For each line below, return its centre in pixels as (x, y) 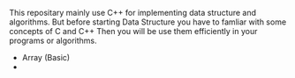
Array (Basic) (46, 57)
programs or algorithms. (53, 40)
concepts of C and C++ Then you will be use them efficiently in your (133, 31)
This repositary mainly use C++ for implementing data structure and (133, 13)
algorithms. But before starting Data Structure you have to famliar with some (148, 22)
